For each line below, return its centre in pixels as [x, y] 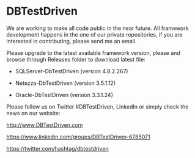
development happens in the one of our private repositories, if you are [95, 34]
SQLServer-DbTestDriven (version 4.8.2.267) [72, 71]
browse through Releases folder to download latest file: [76, 59]
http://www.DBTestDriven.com [45, 125]
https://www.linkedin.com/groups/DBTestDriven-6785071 [79, 137]
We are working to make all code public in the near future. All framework [97, 28]
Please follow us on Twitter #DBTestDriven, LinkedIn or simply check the [97, 106]
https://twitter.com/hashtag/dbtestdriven [57, 148]
